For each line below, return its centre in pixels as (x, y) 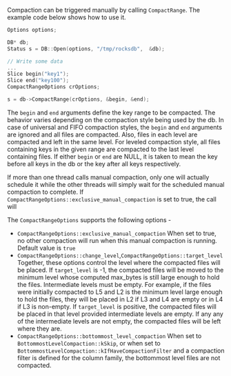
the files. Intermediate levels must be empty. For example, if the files (114, 284)
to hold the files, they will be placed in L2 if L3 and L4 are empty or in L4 (120, 299)
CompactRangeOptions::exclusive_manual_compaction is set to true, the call (112, 199)
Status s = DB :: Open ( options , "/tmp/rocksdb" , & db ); (86, 49)
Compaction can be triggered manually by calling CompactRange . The (103, 10)
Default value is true (46, 248)
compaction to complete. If (46, 192)
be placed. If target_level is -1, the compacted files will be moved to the (120, 270)
